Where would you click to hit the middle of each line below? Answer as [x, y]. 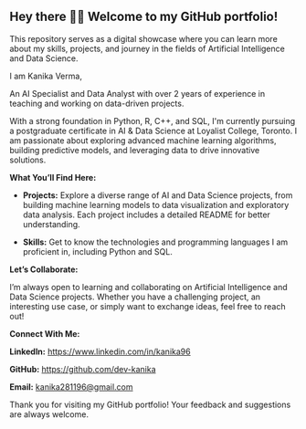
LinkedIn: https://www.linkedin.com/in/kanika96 [100, 351]
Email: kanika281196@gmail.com [72, 387]
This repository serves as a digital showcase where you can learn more [144, 38]
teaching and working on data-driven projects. [97, 103]
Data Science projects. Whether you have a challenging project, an [135, 297]
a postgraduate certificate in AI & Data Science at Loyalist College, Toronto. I [153, 131]
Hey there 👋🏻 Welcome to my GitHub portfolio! [144, 17]
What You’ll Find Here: [53, 177]
